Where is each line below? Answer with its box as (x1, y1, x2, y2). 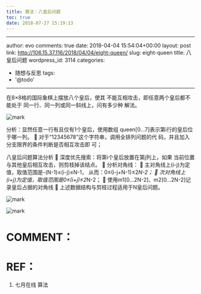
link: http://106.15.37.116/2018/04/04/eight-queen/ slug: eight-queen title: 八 (6, 49, 191, 56)
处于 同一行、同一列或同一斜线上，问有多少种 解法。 (11, 101, 141, 109)
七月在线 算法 (14, 281, 48, 288)
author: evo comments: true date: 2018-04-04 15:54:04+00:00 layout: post (6, 42, 191, 49)
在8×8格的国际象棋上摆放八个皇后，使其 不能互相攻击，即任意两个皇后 (6, 94, 181, 101)
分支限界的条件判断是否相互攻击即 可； (6, 141, 102, 148)
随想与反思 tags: (14, 70, 56, 77)
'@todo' (14, 76, 35, 83)
